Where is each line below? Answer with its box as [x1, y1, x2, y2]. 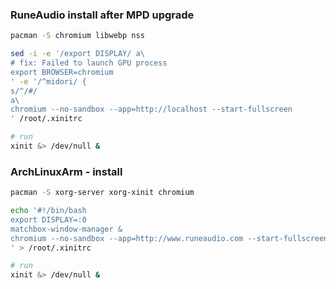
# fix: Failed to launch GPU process [10, 58, 168, 68]
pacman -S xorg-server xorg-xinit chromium [10, 188, 195, 198]
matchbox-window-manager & [10, 224, 123, 234]
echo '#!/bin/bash [10, 206, 87, 216]
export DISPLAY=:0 [10, 214, 87, 225]
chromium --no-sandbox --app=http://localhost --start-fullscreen [10, 104, 293, 115]
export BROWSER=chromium [10, 67, 114, 77]
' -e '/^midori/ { [10, 76, 87, 87]
